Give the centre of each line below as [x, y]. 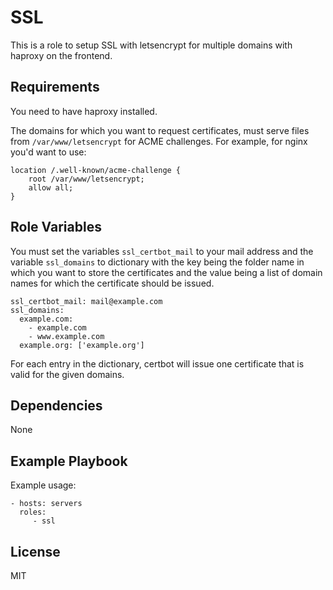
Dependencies [56, 405]
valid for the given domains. [67, 374]
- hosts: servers [46, 504]
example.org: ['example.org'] [82, 345]
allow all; [51, 187]
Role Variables [56, 227]
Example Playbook [69, 461]
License [35, 551]
